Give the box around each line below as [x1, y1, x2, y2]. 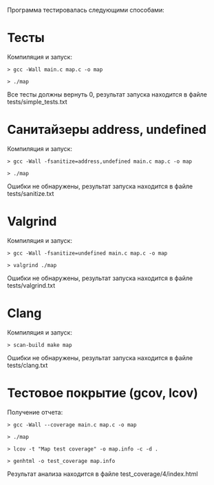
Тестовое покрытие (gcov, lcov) [7, 385, 198, 401]
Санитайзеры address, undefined [7, 122, 206, 137]
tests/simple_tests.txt [7, 97, 67, 106]
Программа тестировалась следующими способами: [7, 6, 164, 14]
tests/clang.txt [7, 361, 48, 369]
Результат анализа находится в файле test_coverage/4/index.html [7, 469, 198, 478]
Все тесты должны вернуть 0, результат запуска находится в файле [7, 90, 208, 99]
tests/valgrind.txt [7, 281, 56, 289]
